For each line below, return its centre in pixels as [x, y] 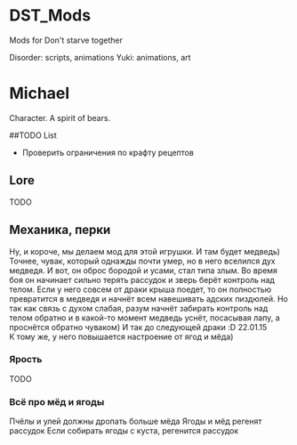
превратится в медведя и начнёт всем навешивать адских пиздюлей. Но [149, 298]
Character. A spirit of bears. [60, 117]
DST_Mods [50, 16]
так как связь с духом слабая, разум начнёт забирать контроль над [139, 308]
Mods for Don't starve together [66, 40]
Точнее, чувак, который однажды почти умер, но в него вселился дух [142, 261]
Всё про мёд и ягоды [57, 401]
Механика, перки [60, 230]
